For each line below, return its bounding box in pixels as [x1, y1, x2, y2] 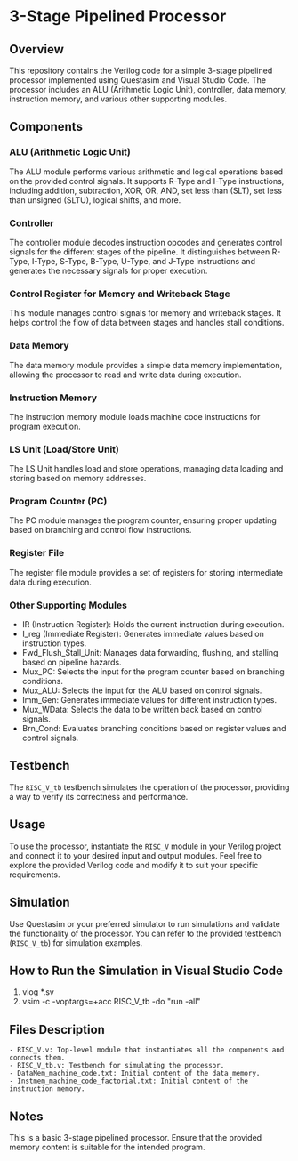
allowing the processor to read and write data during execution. [9, 369, 242, 380]
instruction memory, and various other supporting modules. [9, 93, 228, 104]
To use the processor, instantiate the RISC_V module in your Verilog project [9, 841, 282, 851]
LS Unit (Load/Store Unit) [9, 443, 120, 456]
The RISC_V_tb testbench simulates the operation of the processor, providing [9, 781, 290, 793]
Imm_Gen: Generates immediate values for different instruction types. [21, 695, 278, 705]
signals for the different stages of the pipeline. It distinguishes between [9, 246, 270, 257]
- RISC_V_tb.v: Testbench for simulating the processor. [9, 1061, 225, 1070]
